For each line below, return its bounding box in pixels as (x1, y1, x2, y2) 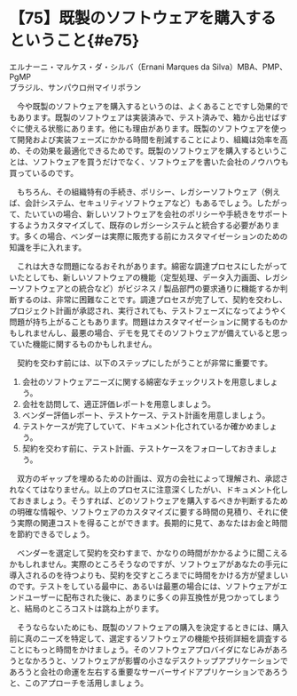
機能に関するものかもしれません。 (32, 339, 157, 349)
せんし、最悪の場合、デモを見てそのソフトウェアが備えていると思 (39, 327, 281, 338)
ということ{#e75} (9, 30, 140, 51)
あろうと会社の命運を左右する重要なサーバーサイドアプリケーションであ (9, 666, 273, 676)
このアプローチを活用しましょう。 (24, 677, 149, 688)
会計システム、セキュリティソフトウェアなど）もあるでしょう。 (24, 197, 257, 208)
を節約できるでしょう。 (9, 528, 95, 539)
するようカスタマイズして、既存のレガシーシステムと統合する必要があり (9, 220, 272, 230)
